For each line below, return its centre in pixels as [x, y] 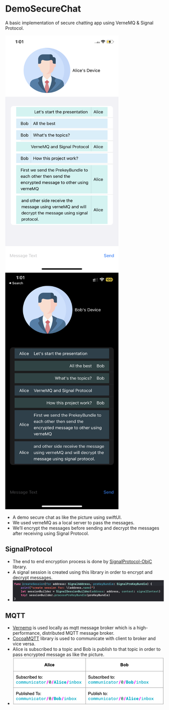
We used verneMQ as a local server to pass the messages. [73, 522]
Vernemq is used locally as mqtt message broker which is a [74, 628]
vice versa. [24, 644]
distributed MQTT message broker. [78, 633]
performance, [27, 633]
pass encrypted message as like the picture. [58, 654]
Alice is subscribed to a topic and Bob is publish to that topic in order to [87, 649]
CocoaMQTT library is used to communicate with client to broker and [84, 638]
